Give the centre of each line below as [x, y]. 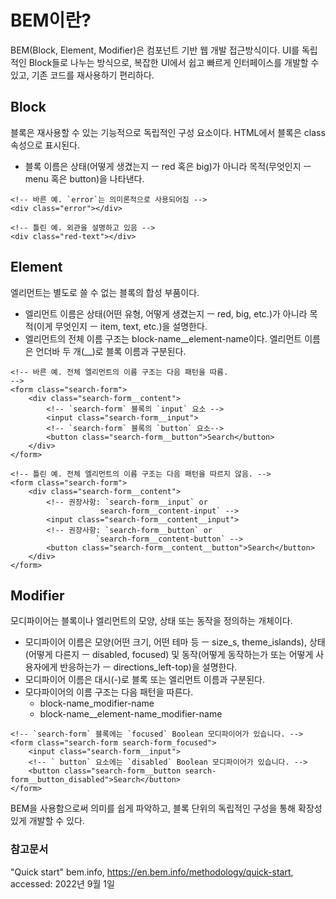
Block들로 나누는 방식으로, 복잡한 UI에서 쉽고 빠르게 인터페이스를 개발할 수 [174, 62]
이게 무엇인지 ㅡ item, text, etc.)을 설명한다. [122, 326]
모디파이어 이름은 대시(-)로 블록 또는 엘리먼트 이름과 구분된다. [144, 680]
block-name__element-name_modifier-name [131, 714]
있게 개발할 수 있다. [47, 821]
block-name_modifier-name [97, 703]
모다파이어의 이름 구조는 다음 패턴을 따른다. [109, 692]
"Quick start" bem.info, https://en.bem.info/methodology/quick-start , [152, 872]
